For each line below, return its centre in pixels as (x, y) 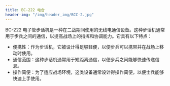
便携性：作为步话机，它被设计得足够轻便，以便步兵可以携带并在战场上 (86, 47)
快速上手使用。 (28, 78)
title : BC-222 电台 (25, 10)
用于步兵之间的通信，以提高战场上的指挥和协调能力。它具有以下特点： (79, 36)
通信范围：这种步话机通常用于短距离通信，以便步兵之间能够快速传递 (84, 59)
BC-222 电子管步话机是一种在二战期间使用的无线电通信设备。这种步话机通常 (85, 30)
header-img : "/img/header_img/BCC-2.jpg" (50, 15)
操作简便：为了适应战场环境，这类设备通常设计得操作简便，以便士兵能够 (88, 72)
